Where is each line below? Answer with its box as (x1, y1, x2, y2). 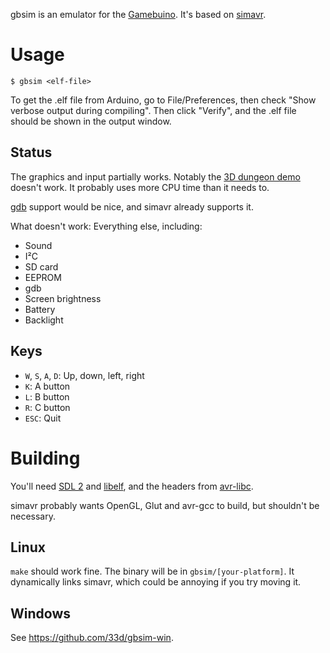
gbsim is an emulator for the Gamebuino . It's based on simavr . (10, 9, 267, 20)
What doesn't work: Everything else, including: (10, 220, 203, 232)
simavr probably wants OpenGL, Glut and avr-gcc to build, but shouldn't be (10, 499, 320, 511)
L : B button (24, 390, 70, 403)
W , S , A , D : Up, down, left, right (24, 369, 145, 381)
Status (10, 144, 53, 161)
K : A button (24, 380, 71, 392)
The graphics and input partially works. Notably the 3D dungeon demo (10, 170, 301, 183)
